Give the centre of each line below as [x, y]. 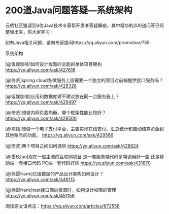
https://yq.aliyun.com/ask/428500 [41, 118]
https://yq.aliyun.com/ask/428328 [41, 86]
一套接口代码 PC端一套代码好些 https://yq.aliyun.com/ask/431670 [82, 163]
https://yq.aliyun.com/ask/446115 [40, 179]
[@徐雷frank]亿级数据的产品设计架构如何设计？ [55, 173]
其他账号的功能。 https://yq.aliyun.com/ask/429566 [59, 135]
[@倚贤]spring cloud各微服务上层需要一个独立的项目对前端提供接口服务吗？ [84, 80]
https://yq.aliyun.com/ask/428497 [41, 102]
